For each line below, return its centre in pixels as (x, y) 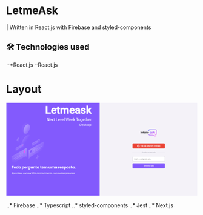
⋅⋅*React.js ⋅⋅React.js (32, 65)
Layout (24, 89)
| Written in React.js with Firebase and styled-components (79, 27)
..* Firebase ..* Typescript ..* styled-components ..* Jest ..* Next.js (90, 205)
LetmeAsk (32, 11)
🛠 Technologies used (48, 47)
